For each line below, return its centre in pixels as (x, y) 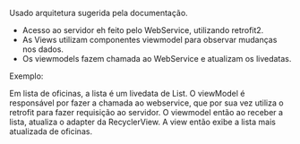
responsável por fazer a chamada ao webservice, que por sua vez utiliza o (146, 103)
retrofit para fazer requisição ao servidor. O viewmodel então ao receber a (146, 112)
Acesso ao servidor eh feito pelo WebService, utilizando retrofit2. (143, 30)
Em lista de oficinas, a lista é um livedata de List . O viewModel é (127, 93)
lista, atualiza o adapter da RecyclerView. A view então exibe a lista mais (142, 122)
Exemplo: (26, 76)
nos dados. (43, 49)
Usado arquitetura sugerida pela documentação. (99, 13)
